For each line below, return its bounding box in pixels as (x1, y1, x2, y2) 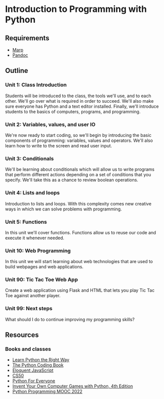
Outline (5, 66, 28, 75)
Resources (5, 331, 39, 339)
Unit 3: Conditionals (5, 155, 54, 162)
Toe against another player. (5, 293, 61, 299)
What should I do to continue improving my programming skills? (5, 316, 135, 322)
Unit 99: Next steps (5, 305, 53, 312)
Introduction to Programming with (5, 3, 147, 15)
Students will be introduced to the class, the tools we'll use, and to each (5, 93, 152, 99)
